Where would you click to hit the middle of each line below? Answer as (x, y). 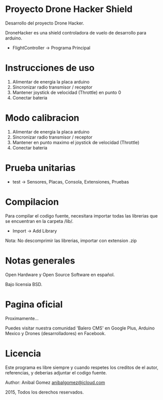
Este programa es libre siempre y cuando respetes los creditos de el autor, (82, 367)
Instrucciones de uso (50, 68)
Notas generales (40, 260)
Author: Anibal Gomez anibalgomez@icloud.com (55, 382)
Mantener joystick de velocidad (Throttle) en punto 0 (67, 92)
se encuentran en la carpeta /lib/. (39, 221)
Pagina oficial (34, 304)
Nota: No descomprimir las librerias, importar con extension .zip (71, 240)
